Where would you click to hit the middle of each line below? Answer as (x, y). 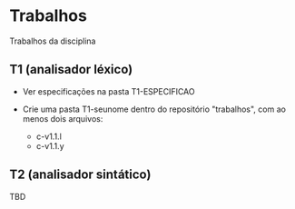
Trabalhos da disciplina (53, 41)
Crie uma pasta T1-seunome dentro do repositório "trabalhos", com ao (154, 109)
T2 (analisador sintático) (80, 175)
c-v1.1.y (50, 145)
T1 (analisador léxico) (71, 70)
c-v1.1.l (49, 136)
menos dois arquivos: (63, 118)
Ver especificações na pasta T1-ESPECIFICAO (108, 91)
